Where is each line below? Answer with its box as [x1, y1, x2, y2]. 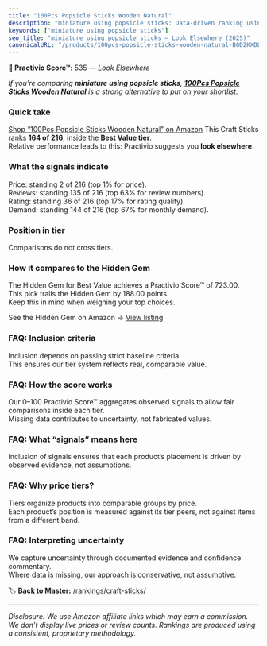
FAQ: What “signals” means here [8, 434, 138, 445]
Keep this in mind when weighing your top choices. [8, 297, 176, 307]
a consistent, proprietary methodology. [8, 629, 137, 638]
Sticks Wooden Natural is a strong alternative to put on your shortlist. [8, 87, 238, 96]
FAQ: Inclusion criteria [8, 333, 96, 344]
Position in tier [8, 224, 65, 235]
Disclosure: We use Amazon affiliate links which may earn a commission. [8, 611, 249, 621]
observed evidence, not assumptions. [8, 460, 132, 470]
